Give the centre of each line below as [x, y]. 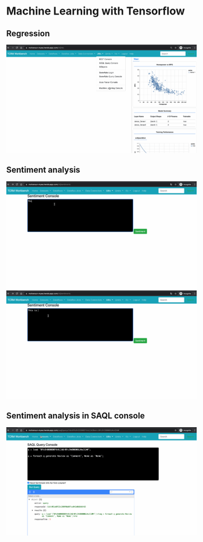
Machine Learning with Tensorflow [96, 11]
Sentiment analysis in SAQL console [76, 416]
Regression [28, 34]
